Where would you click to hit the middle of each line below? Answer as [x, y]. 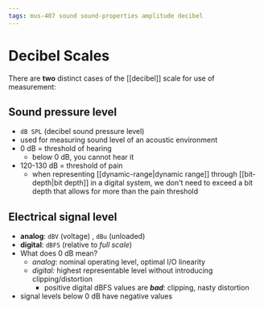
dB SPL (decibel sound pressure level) [82, 132]
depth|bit [47, 183]
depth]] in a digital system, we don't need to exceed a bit [159, 183]
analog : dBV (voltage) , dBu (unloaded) [82, 236]
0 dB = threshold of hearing [66, 148]
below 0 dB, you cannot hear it [83, 157]
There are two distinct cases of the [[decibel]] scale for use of [111, 78]
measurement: [32, 86]
